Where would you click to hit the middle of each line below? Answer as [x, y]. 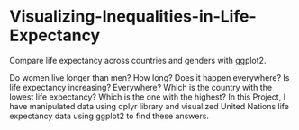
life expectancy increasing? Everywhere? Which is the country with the [141, 87]
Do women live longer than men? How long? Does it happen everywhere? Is [149, 77]
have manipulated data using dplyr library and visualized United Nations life [149, 106]
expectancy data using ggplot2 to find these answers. [109, 116]
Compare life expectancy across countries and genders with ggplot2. [138, 60]
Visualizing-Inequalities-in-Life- [133, 17]
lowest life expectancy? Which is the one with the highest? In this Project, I [148, 97]
